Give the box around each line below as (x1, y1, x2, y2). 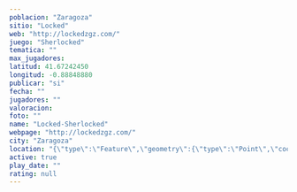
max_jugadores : (9, 54, 65, 63)
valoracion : (9, 104, 53, 112)
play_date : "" (9, 161, 62, 170)
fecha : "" (9, 87, 46, 96)
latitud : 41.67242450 (9, 63, 89, 72)
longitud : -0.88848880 (9, 71, 93, 80)
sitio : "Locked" (9, 21, 69, 30)
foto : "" (9, 111, 42, 120)
